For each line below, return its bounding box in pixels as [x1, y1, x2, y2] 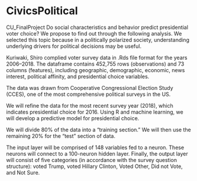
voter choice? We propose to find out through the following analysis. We [6, 30, 182, 37]
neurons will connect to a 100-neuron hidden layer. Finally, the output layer [6, 150, 188, 157]
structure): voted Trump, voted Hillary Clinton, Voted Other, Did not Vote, [6, 163, 183, 170]
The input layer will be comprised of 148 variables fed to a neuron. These [6, 144, 185, 151]
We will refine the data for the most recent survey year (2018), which [6, 102, 173, 109]
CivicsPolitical [6, 4, 78, 18]
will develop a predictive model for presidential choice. [6, 114, 140, 122]
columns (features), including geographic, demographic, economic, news [6, 66, 185, 73]
